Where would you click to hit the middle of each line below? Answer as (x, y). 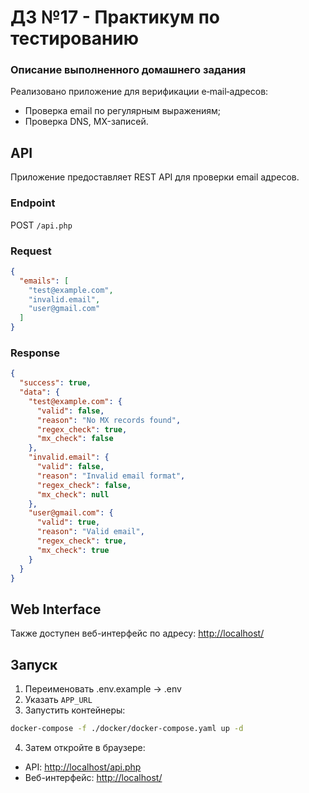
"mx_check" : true (73, 550)
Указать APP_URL (58, 700)
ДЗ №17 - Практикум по (115, 17)
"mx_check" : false (75, 439)
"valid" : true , (68, 522)
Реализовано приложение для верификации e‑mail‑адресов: (139, 92)
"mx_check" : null (73, 494)
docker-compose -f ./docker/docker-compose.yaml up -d (127, 729)
